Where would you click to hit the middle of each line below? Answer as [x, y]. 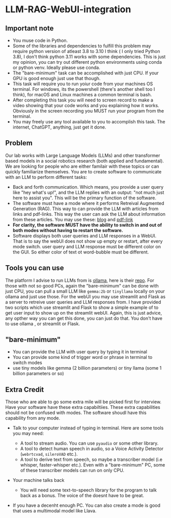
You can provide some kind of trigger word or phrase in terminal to [82, 357]
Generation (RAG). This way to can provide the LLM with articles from [85, 209]
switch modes [27, 362]
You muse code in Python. [40, 40]
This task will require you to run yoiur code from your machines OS [83, 84]
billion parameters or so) [38, 374]
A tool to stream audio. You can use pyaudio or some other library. [89, 443]
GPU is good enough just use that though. [56, 78]
